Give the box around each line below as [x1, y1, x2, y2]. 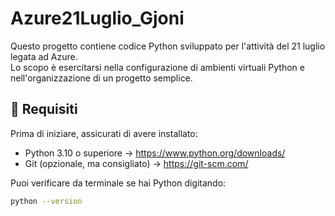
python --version [10, 196, 83, 206]
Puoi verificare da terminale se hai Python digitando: [10, 177, 227, 189]
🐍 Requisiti [10, 101, 78, 118]
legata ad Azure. [10, 50, 78, 62]
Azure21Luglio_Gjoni [10, 7, 185, 30]
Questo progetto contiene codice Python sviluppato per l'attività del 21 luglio [10, 40, 326, 52]
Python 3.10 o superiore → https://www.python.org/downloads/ [24, 147, 286, 159]
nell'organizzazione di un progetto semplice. [10, 72, 193, 84]
